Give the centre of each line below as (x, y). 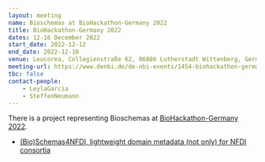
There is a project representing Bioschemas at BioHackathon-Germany (123, 118)
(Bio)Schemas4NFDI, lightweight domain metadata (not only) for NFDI (133, 142)
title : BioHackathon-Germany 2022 (65, 30)
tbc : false (26, 74)
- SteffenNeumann (51, 96)
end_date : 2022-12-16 (44, 52)
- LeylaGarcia (45, 88)
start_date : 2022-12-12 (47, 45)
